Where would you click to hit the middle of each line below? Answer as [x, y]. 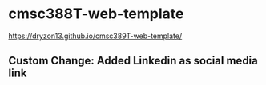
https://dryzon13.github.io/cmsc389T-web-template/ [95, 36]
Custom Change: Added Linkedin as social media [133, 61]
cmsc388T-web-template [96, 14]
